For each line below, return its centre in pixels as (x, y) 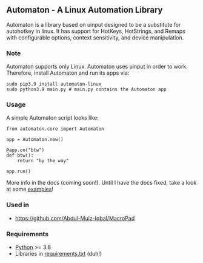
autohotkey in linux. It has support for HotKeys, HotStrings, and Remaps (96, 31)
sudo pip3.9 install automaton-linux (54, 84)
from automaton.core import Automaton (55, 129)
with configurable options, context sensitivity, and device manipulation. (95, 37)
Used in (18, 205)
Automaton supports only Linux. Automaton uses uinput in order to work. (97, 67)
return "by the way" (43, 161)
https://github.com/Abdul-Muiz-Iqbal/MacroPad (75, 218)
